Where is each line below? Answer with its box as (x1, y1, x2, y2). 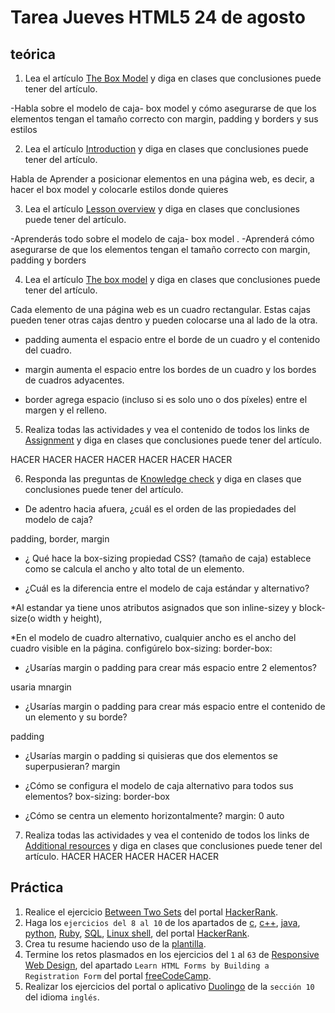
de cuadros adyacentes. (24, 374, 125, 386)
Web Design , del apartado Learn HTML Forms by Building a (24, 959, 270, 971)
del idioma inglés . (24, 991, 100, 1003)
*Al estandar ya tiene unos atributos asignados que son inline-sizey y (10, 602, 297, 613)
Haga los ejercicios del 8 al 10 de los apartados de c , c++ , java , (24, 916, 301, 928)
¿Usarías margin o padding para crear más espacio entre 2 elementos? (24, 662, 317, 673)
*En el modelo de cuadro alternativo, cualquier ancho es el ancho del (10, 632, 297, 643)
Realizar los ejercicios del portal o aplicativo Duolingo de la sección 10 (24, 980, 315, 992)
